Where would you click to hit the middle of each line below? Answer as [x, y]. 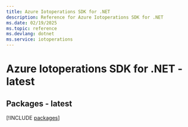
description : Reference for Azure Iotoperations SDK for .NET [85, 17]
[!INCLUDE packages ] [33, 118]
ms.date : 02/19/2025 [32, 23]
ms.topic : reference [32, 28]
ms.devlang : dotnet [30, 34]
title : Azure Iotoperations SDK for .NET [58, 12]
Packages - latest [39, 103]
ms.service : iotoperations [40, 39]
